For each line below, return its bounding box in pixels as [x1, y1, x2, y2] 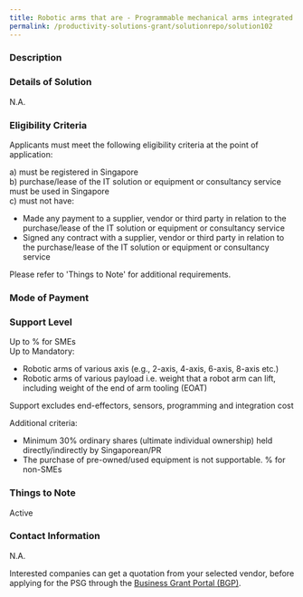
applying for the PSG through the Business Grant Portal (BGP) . [9, 577, 241, 588]
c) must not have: [9, 195, 75, 206]
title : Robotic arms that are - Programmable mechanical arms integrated [9, 13, 294, 23]
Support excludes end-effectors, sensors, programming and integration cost [9, 400, 294, 412]
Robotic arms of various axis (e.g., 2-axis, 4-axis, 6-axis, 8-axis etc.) [22, 364, 279, 374]
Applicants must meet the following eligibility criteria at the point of [9, 139, 260, 150]
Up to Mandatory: [9, 346, 75, 357]
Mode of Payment [9, 291, 89, 304]
